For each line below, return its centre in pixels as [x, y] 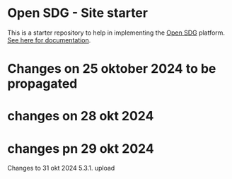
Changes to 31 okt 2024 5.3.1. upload [61, 168]
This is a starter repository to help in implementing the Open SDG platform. [116, 33]
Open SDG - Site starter [78, 13]
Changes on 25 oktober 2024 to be [112, 69]
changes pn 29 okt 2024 [81, 148]
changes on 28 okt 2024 [81, 116]
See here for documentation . [49, 40]
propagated [42, 84]
